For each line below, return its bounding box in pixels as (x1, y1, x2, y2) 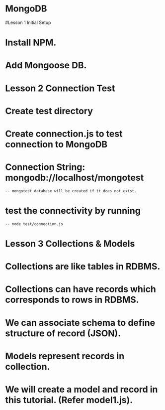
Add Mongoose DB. (5, 60, 87, 71)
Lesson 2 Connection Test (5, 83, 115, 94)
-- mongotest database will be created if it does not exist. (5, 188, 137, 193)
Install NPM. (5, 37, 57, 48)
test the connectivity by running (5, 205, 141, 216)
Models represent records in (5, 350, 125, 362)
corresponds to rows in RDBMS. (5, 294, 139, 305)
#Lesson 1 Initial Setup (5, 19, 51, 25)
